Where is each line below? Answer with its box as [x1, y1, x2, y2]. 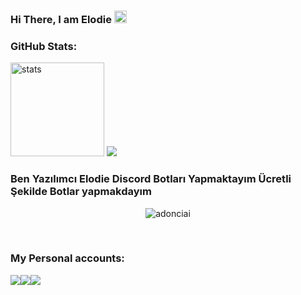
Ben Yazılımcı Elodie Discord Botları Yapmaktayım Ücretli [10, 172, 292, 186]
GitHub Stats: [10, 39, 78, 53]
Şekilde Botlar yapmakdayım [10, 185, 152, 199]
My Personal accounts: [10, 251, 125, 265]
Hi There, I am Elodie [10, 12, 112, 26]
